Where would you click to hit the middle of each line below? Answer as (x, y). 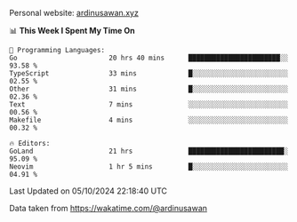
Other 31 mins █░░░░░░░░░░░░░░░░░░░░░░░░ (149, 89)
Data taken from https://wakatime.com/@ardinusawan (108, 208)
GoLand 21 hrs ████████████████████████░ (149, 151)
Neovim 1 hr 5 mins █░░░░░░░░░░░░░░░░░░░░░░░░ (149, 167)
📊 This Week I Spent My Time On (72, 31)
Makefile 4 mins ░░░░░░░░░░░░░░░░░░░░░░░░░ (149, 120)
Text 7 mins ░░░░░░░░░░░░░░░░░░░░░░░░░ (149, 105)
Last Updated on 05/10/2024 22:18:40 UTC (88, 191)
